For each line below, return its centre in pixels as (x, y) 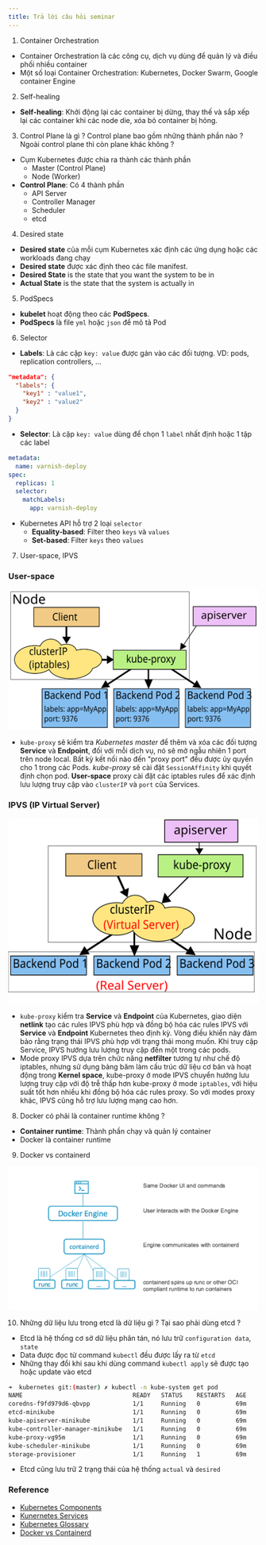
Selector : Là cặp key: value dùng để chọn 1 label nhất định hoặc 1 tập (136, 433)
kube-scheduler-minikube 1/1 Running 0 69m (127, 1446)
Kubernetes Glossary (54, 1524)
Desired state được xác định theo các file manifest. (104, 266)
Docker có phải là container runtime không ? (92, 1115)
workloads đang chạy (55, 257)
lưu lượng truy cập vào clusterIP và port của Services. (110, 784)
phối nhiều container (53, 64)
